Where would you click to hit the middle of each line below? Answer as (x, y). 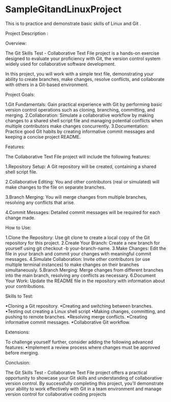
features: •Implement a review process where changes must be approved (83, 347)
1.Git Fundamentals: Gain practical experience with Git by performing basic (84, 104)
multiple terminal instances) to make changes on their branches (72, 264)
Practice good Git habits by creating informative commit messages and (80, 131)
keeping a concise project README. (43, 137)
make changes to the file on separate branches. (56, 187)
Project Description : (27, 33)
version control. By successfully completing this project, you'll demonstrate (84, 383)
